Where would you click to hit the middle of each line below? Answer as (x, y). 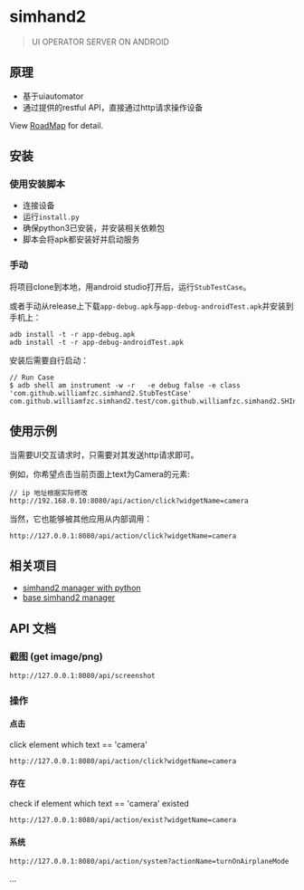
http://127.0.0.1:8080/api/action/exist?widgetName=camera (123, 820)
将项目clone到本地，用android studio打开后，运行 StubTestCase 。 (130, 286)
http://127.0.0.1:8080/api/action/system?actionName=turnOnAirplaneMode (149, 862)
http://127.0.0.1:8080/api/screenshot (82, 676)
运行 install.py (51, 217)
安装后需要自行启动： (49, 360)
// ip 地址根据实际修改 (49, 493)
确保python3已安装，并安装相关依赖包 (94, 228)
